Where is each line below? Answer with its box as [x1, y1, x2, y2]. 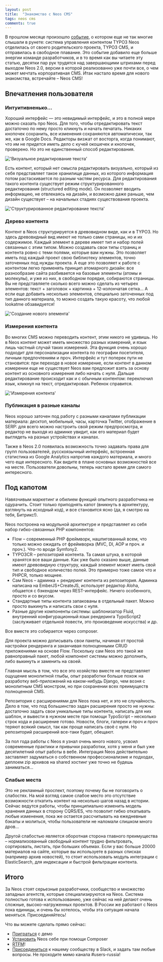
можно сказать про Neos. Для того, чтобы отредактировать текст [5, 120, 143, 126]
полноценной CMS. [5, 688, 45, 694]
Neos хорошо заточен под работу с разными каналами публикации [5, 413, 146, 419]
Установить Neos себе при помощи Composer [12, 936, 108, 942]
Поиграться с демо [12, 931, 53, 937]
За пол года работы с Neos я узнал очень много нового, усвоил [5, 738, 138, 744]
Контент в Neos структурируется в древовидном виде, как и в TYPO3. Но [5, 229, 159, 235]
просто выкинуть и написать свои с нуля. [12, 603, 99, 609]
